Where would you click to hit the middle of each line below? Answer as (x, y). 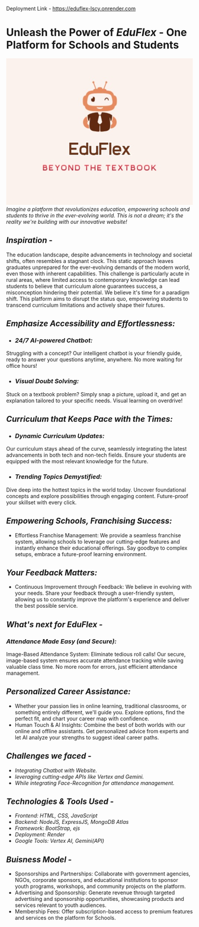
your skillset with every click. (41, 502)
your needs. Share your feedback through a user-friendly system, (95, 593)
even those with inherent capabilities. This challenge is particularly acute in (98, 273)
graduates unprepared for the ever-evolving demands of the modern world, (98, 267)
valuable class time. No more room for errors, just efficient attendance (92, 667)
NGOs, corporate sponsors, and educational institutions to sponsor (97, 880)
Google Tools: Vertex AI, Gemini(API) (60, 841)
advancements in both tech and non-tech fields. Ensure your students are (96, 455)
